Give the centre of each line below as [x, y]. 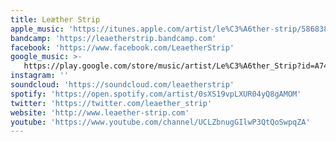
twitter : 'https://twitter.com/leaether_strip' [111, 103]
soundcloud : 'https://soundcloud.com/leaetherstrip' [122, 85]
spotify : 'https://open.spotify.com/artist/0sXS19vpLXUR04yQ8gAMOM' [156, 94]
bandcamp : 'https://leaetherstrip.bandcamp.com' [113, 38]
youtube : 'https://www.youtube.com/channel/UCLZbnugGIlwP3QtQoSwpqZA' [160, 122]
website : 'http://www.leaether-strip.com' [100, 112]
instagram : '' [40, 76]
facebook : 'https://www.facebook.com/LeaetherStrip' [122, 47]
